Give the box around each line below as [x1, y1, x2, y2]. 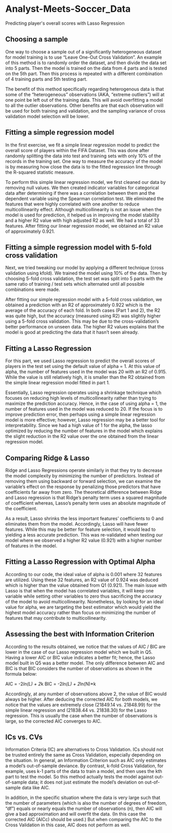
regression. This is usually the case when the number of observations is [5, 712, 158, 718]
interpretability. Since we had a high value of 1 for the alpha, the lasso [5, 422, 152, 429]
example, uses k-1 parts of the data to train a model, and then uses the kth [5, 768, 163, 774]
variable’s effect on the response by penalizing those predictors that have [5, 484, 161, 490]
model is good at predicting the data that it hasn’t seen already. [5, 329, 139, 336]
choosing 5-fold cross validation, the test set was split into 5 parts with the [5, 275, 163, 282]
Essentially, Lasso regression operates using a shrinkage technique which [5, 390, 162, 396]
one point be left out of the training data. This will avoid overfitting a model [5, 97, 163, 103]
